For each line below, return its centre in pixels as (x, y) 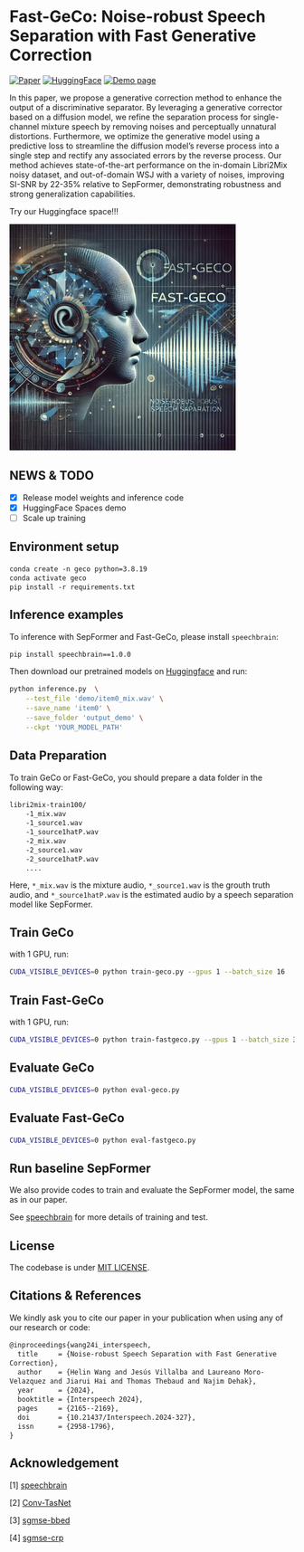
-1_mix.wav (46, 814)
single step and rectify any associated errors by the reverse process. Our (146, 155)
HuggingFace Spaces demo (74, 508)
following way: (36, 787)
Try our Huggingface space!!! (64, 211)
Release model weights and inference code (103, 497)
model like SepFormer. (51, 904)
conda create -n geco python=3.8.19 (78, 569)
